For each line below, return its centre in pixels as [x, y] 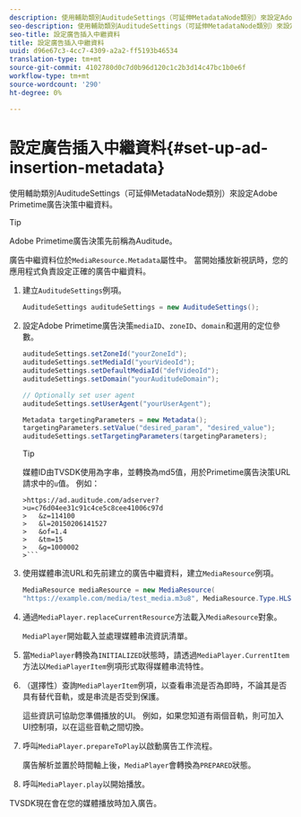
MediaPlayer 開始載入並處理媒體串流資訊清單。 [107, 636]
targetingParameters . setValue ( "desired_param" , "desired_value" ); [149, 428]
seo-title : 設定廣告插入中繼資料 [65, 34]
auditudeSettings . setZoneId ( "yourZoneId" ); [105, 354]
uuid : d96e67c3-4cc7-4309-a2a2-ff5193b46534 [94, 51]
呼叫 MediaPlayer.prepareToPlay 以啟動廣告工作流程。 [120, 745]
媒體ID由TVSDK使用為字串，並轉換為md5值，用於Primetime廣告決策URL [156, 472]
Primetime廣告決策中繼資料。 [64, 205]
